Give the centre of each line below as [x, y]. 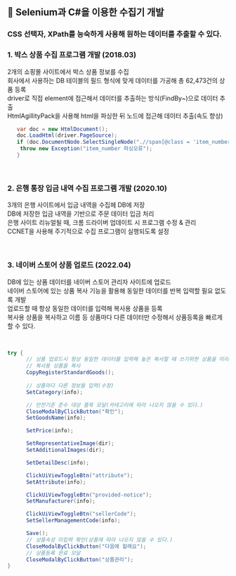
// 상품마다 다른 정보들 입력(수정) [70, 386]
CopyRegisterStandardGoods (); [70, 373]
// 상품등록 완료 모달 [53, 553]
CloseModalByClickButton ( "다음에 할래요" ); [86, 546]
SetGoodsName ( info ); [56, 418]
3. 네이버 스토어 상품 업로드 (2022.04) [69, 265]
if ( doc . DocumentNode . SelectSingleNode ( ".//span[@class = [103, 142]
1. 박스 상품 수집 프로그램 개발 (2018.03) [72, 55]
